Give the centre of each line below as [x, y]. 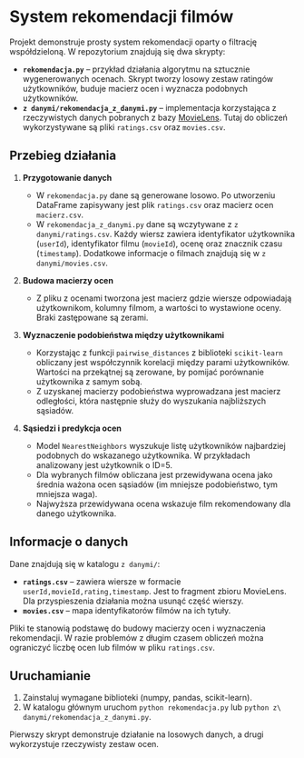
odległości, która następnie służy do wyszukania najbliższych [151, 401]
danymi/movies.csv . [72, 263]
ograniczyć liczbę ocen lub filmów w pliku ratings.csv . [112, 647]
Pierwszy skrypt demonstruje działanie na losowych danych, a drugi [137, 734]
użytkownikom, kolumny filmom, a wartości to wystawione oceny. [158, 307]
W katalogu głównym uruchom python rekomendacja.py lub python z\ [152, 707]
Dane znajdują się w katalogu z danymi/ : [85, 564]
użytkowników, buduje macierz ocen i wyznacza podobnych [135, 88]
